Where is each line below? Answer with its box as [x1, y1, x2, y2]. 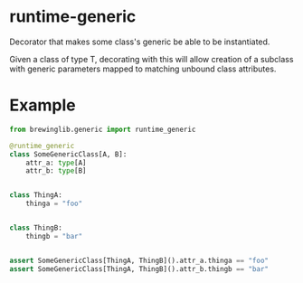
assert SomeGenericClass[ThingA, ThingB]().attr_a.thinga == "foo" [9, 256, 270, 265]
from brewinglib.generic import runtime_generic [9, 125, 196, 134]
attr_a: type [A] [25, 158, 88, 167]
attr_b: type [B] [25, 166, 88, 175]
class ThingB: [9, 223, 63, 232]
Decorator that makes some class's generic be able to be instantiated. [9, 36, 270, 47]
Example [9, 95, 76, 116]
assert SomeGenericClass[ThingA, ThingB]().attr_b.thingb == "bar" [9, 264, 270, 273]
